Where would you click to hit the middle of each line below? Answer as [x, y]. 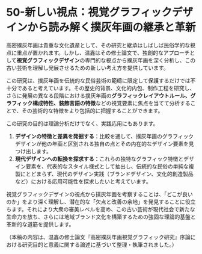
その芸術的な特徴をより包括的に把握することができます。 [93, 110]
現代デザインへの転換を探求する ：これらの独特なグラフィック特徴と [99, 159]
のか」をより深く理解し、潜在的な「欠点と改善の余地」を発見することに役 [98, 202]
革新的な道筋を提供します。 [40, 224]
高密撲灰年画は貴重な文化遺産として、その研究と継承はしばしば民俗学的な [98, 45]
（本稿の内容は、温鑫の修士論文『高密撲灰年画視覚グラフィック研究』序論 [98, 237]
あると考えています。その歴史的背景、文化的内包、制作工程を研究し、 [109, 88]
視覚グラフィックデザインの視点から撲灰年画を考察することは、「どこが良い [100, 194]
